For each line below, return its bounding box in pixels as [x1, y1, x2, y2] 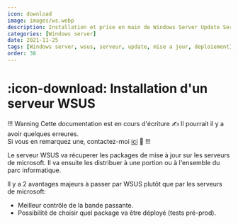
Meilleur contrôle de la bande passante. [17, 201, 134, 209]
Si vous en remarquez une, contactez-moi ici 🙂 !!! [7, 137, 151, 145]
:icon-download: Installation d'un [7, 81, 208, 96]
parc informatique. [7, 166, 62, 174]
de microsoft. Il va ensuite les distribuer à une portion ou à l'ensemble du [7, 158, 220, 167]
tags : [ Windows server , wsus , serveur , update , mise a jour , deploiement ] [7, 43, 233, 50]
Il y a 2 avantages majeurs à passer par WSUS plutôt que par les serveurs [7, 179, 223, 188]
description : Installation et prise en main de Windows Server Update [7, 23, 220, 30]
